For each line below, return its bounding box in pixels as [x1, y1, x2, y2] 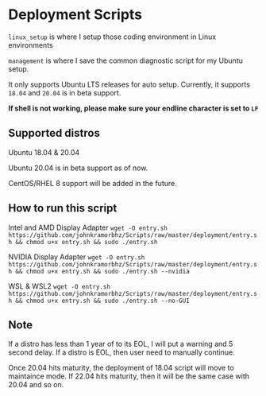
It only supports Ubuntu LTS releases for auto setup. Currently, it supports [8, 80, 250, 89]
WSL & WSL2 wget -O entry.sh [8, 281, 111, 291]
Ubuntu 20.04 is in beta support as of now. [8, 163, 148, 173]
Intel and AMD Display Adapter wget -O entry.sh [8, 223, 168, 232]
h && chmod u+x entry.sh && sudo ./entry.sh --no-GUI [8, 297, 191, 305]
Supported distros [8, 126, 101, 140]
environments [8, 40, 53, 49]
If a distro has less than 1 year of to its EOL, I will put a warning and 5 [8, 340, 233, 349]
